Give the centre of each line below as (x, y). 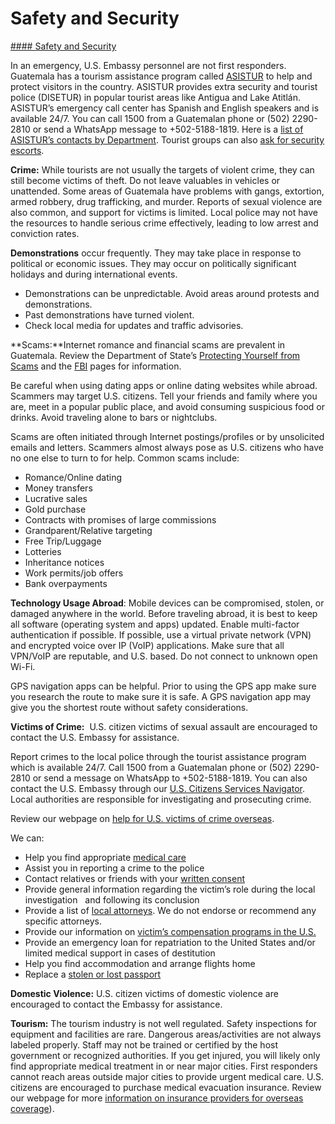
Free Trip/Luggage (63, 541)
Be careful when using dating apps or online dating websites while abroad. (164, 385)
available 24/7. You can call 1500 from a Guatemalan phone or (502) (150, 118)
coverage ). (32, 1108)
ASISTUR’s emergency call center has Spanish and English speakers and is (165, 108)
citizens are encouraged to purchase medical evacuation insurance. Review (166, 1087)
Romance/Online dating (73, 477)
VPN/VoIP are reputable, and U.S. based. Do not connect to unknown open (164, 656)
